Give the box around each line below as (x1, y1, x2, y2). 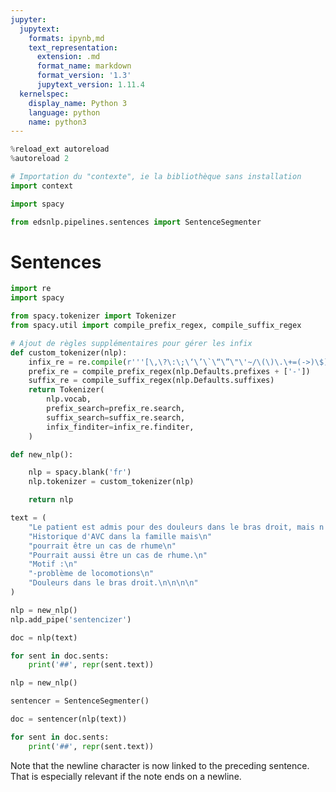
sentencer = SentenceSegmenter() (10, 696, 150, 706)
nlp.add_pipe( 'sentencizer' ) (10, 614, 132, 625)
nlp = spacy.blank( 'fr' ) (28, 467, 132, 478)
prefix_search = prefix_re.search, (46, 404, 186, 414)
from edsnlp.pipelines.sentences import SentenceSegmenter (10, 217, 262, 227)
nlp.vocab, (46, 394, 92, 405)
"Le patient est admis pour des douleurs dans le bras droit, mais (28, 522, 315, 532)
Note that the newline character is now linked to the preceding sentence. (10, 759, 310, 771)
